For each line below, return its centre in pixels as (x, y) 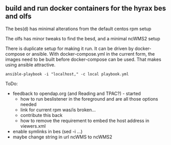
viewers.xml (33, 126)
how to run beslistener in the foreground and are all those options (89, 99)
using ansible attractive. (30, 65)
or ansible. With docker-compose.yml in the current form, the (91, 54)
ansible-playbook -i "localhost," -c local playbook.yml (67, 74)
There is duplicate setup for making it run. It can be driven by (69, 49)
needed (28, 104)
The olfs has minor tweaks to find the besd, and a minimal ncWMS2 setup (83, 38)
